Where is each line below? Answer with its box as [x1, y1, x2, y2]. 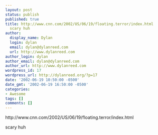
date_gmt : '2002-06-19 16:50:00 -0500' [5, 82, 89, 87]
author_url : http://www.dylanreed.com [5, 63, 86, 68]
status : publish [5, 12, 39, 17]
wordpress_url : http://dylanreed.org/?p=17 [5, 73, 98, 78]
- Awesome [5, 91, 26, 96]
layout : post [5, 7, 33, 13]
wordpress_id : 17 [5, 68, 42, 73]
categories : [5, 86, 30, 92]
